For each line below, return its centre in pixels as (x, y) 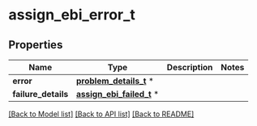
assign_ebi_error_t (72, 15)
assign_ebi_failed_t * (118, 94)
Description (190, 67)
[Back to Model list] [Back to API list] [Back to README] (101, 114)
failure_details (41, 94)
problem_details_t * (115, 81)
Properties (36, 45)
